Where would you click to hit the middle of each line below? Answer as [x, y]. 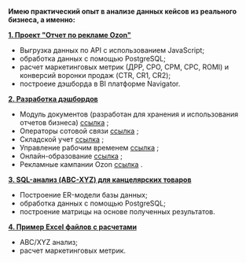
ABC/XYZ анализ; [49, 242]
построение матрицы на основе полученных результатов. [117, 211]
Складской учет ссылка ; [62, 139]
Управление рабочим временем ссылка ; [89, 148]
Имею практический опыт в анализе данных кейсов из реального [123, 11]
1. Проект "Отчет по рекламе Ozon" [70, 35]
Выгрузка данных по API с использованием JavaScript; [112, 50]
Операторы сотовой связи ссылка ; [79, 131]
